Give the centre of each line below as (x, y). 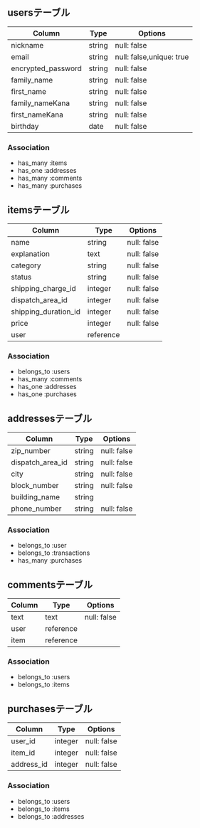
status (21, 277)
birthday (25, 126)
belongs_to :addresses (51, 816)
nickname (27, 45)
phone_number (36, 509)
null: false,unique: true (152, 57)
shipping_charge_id (43, 288)
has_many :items (42, 163)
